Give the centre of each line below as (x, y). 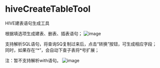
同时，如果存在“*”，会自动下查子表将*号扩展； (52, 50)
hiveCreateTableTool (48, 9)
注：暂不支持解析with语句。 (33, 60)
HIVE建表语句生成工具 (27, 23)
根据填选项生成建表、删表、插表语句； (44, 33)
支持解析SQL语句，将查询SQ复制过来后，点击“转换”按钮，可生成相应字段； (81, 44)
